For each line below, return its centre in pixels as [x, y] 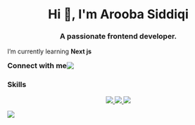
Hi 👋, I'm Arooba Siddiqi [118, 14]
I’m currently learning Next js [50, 51]
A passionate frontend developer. [118, 37]
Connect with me [37, 66]
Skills [17, 85]
